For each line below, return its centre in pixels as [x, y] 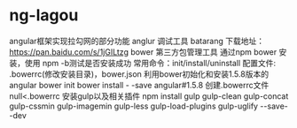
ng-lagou [44, 15]
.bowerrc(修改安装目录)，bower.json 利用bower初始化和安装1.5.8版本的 [139, 74]
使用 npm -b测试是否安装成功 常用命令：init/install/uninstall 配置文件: [150, 63]
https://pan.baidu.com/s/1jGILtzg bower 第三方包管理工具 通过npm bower [143, 52]
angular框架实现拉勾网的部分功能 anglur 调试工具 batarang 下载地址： [137, 41]
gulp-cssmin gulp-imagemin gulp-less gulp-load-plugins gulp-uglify [134, 106]
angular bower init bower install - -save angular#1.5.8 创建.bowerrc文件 [139, 85]
